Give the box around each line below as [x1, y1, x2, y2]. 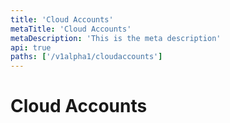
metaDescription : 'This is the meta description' [10, 33, 222, 43]
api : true [10, 42, 52, 53]
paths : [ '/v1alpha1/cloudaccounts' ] [10, 52, 163, 62]
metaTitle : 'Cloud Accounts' [10, 24, 132, 34]
